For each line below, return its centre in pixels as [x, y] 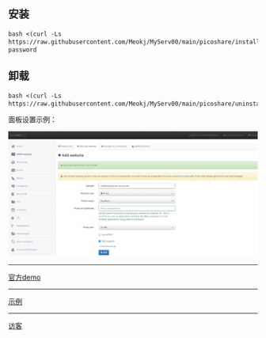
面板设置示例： [32, 119]
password [23, 50]
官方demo [25, 277]
